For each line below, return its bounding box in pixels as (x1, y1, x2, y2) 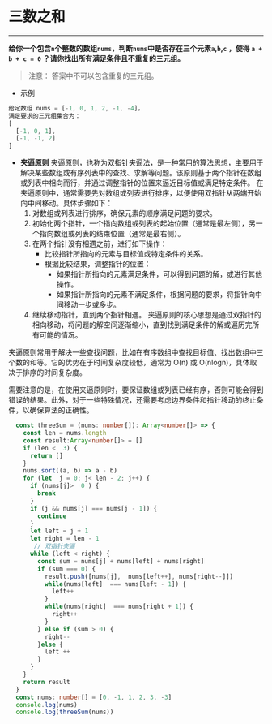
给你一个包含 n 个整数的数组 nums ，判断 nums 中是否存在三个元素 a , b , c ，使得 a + (8, 43, 263, 53)
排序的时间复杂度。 (22, 368, 87, 377)
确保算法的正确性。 (29, 405, 94, 415)
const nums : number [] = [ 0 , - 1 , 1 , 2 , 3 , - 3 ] (15, 693, 172, 701)
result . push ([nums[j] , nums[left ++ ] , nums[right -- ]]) (44, 572, 233, 580)
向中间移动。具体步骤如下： (19, 198, 113, 208)
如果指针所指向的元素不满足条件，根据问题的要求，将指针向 (56, 290, 256, 300)
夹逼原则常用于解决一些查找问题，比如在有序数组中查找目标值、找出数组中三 (8, 347, 264, 357)
